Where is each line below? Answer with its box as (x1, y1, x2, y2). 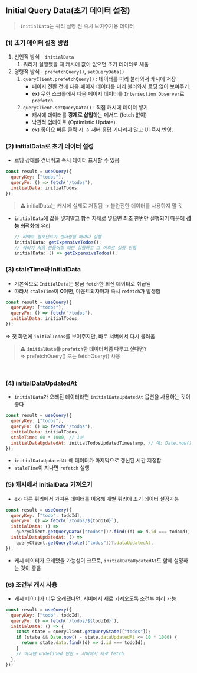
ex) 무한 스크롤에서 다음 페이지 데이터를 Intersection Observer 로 (31, 90, 185, 98)
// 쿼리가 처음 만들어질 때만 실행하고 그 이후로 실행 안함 (14, 245, 137, 251)
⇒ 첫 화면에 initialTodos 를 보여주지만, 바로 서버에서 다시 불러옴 (5, 332, 156, 339)
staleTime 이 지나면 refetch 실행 (14, 464, 90, 471)
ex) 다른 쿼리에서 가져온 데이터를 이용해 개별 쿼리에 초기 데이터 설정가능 (14, 495, 179, 502)
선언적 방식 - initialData (14, 53, 74, 60)
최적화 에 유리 (19, 222, 51, 229)
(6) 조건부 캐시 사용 (5, 580, 57, 588)
